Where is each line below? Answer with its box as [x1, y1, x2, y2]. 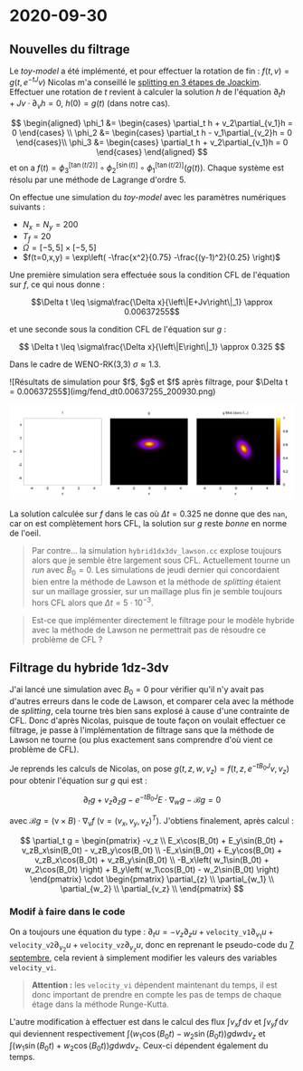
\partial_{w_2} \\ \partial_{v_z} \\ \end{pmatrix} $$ [60, 883, 244, 893]
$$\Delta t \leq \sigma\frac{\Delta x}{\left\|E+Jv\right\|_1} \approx [31, 296, 273, 308]
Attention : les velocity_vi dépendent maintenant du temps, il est [31, 979, 278, 990]
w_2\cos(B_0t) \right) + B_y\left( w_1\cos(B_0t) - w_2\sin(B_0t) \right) [24, 864, 280, 874]
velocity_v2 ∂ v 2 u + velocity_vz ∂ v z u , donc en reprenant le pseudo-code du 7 [9, 939, 295, 954]
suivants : [9, 201, 45, 212]
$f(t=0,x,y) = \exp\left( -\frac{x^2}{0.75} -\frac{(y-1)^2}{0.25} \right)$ [22, 252, 281, 263]
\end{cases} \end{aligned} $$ [96, 147, 208, 158]
